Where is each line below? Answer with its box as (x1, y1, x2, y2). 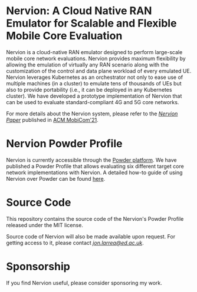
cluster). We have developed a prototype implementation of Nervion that (6, 92, 182, 99)
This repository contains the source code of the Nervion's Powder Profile (6, 215, 184, 222)
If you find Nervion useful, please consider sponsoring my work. (6, 279, 162, 286)
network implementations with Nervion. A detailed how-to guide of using (6, 169, 183, 176)
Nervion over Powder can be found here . (6, 175, 106, 182)
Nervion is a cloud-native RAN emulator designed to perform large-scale (6, 48, 183, 55)
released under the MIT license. (6, 221, 84, 228)
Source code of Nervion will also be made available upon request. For (6, 233, 176, 240)
